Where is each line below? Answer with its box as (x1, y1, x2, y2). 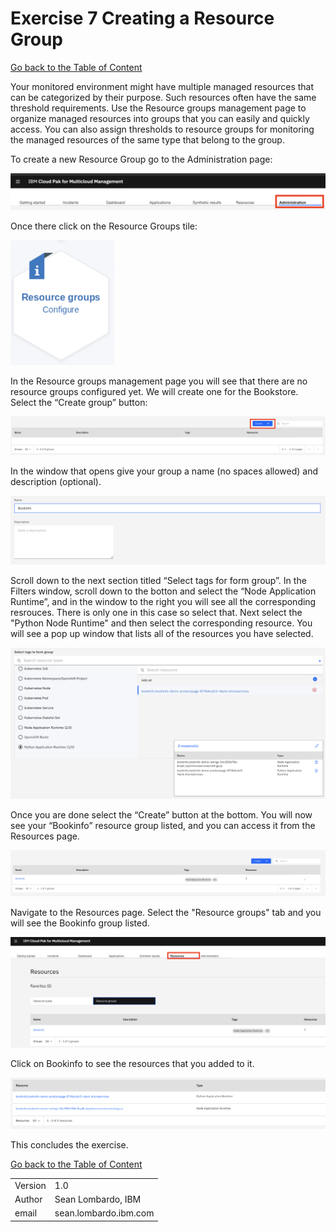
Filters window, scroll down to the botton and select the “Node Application (10, 585, 317, 597)
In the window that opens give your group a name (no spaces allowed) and (10, 465, 318, 477)
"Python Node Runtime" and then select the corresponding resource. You (10, 617, 313, 629)
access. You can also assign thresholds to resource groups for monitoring (10, 123, 315, 135)
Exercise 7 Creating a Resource (10, 7, 275, 30)
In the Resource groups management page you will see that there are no (10, 375, 308, 387)
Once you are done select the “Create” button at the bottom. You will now (10, 808, 313, 821)
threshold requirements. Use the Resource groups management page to (10, 102, 307, 114)
